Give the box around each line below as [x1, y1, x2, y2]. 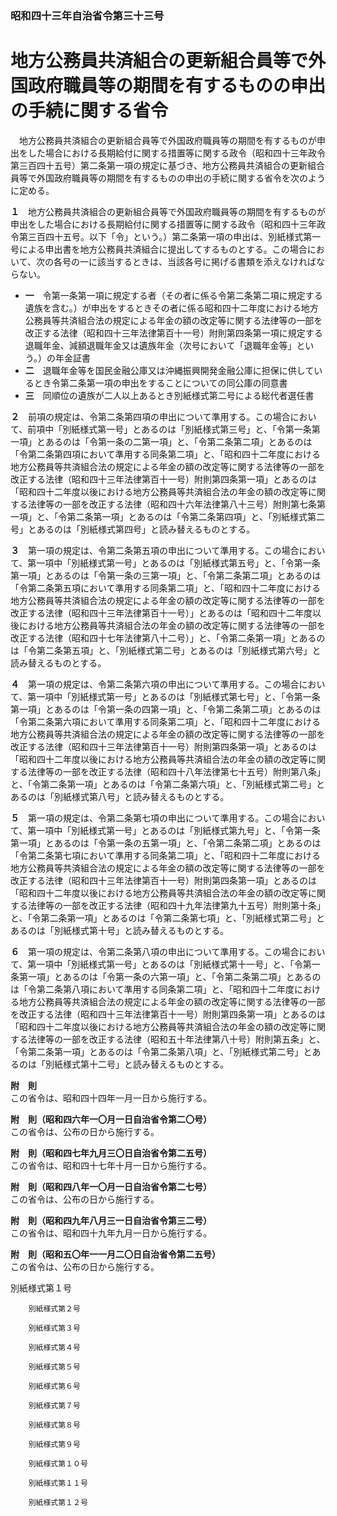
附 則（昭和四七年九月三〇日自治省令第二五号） [10, 1147, 212, 1159]
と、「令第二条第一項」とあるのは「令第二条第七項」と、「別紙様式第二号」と [10, 912, 325, 924]
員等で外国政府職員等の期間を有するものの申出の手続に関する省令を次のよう [10, 172, 326, 184]
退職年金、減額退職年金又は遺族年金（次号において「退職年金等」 [24, 339, 297, 351]
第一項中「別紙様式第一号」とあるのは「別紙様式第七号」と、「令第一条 [27, 690, 321, 702]
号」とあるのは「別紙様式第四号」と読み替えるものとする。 [10, 523, 256, 535]
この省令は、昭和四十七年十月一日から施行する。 [10, 1159, 212, 1171]
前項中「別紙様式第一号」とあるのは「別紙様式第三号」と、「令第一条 [27, 423, 312, 435]
